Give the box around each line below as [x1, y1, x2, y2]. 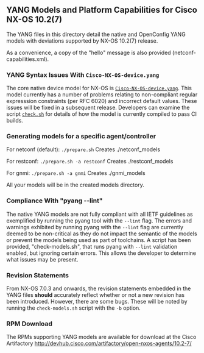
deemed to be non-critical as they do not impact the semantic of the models [6, 230, 197, 237]
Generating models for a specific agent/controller [6, 132, 157, 141]
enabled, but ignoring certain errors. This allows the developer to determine [6, 249, 197, 257]
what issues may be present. [6, 255, 79, 263]
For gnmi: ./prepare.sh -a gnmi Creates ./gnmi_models [6, 169, 146, 177]
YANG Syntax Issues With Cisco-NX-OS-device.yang [6, 70, 160, 79]
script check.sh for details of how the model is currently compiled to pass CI [6, 110, 197, 118]
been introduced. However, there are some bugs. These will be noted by [6, 298, 188, 305]
